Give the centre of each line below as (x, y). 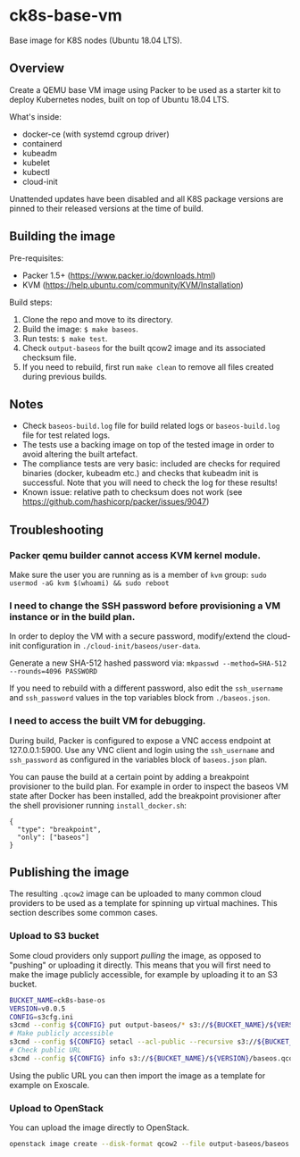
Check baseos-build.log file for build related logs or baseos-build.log (151, 426)
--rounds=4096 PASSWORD (54, 672)
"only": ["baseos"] (54, 837)
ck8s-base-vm (66, 16)
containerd (42, 143)
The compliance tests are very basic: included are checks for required (151, 464)
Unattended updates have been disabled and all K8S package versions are (146, 198)
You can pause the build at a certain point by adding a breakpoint (129, 776)
